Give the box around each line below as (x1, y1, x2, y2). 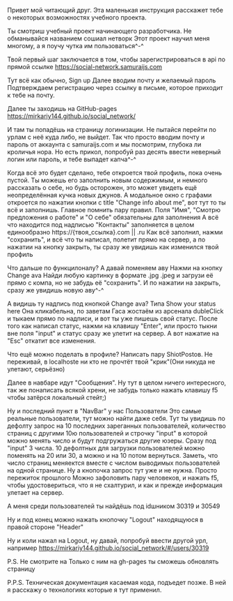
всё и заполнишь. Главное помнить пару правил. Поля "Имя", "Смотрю (7, 206, 221, 214)
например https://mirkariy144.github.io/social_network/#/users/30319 (7, 544, 209, 552)
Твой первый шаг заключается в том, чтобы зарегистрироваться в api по (7, 55, 226, 64)
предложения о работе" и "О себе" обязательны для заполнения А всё (7, 213, 219, 221)
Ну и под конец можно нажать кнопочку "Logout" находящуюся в (7, 516, 204, 524)
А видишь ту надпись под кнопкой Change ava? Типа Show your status (7, 299, 216, 308)
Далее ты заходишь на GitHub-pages (7, 105, 118, 112)
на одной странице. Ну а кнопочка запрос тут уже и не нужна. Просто (7, 466, 218, 474)
